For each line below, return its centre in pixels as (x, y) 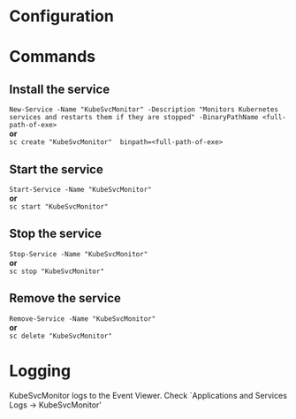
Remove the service (65, 298)
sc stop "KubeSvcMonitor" (57, 271)
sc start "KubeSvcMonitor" (59, 207)
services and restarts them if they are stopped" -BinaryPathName (134, 118)
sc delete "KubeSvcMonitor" (61, 336)
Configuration (62, 16)
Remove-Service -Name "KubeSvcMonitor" (83, 319)
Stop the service (55, 234)
